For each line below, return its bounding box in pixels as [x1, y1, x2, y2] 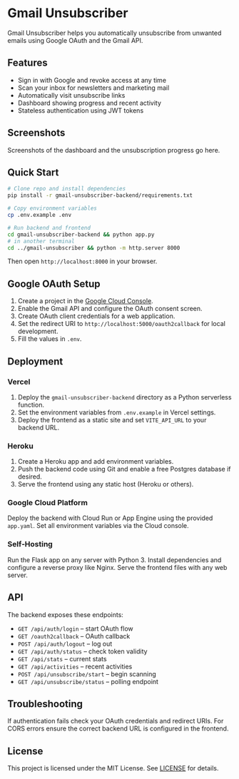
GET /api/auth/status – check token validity [17, 647, 148, 656]
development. [17, 327, 59, 336]
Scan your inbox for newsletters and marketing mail [17, 83, 170, 92]
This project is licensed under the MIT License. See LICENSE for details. [7, 764, 219, 773]
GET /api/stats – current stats [17, 654, 107, 663]
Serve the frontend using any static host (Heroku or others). [17, 480, 194, 489]
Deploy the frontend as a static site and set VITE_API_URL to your [17, 415, 207, 424]
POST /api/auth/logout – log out [17, 639, 113, 648]
